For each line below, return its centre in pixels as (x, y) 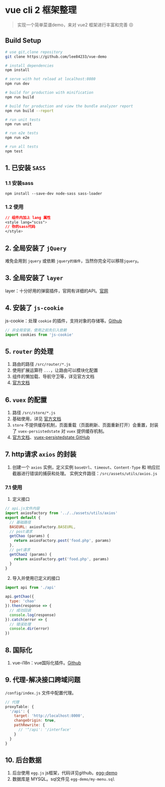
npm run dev (17, 84)
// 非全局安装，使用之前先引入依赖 (36, 330)
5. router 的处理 (29, 351)
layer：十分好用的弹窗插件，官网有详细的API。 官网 (57, 291)
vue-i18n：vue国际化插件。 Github (47, 662)
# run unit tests (23, 120)
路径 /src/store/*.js (34, 413)
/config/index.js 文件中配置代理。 (41, 693)
